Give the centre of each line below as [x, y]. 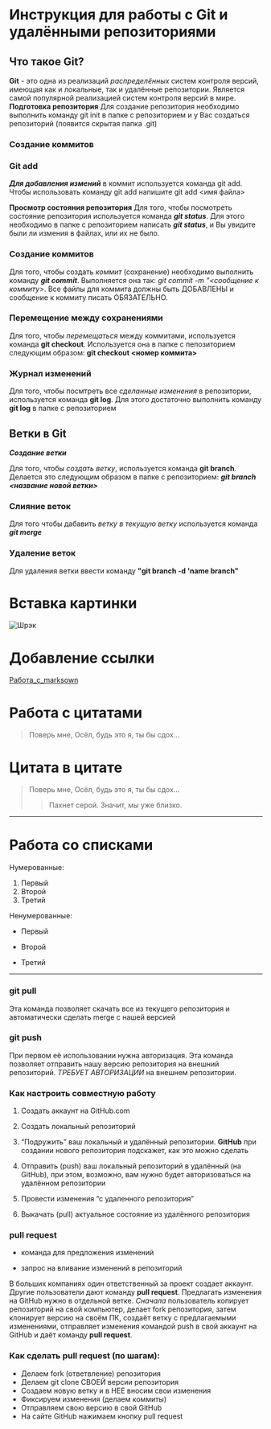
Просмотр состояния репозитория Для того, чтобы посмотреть [121, 207]
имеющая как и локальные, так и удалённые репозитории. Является [127, 89]
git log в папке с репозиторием [63, 409]
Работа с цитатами [76, 712]
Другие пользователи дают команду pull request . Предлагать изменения [135, 1292]
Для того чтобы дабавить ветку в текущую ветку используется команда [133, 524]
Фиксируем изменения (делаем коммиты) [94, 1399]
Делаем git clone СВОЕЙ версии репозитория [100, 1382]
